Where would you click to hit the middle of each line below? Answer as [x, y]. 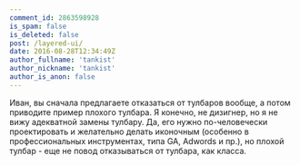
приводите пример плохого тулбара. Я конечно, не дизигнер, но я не [144, 112]
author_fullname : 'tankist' [63, 60]
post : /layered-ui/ [46, 43]
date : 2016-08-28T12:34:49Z [63, 52]
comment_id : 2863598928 [55, 18]
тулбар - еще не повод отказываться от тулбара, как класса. [128, 150]
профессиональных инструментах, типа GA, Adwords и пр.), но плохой [147, 141]
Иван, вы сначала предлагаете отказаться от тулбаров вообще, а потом [150, 102]
